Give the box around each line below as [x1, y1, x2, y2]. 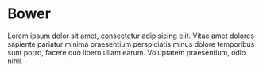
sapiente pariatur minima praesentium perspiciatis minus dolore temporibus [7, 39, 255, 48]
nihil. [7, 56, 23, 66]
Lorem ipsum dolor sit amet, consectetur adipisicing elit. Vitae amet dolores [7, 31, 255, 40]
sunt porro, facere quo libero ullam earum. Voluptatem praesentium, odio [7, 47, 246, 57]
